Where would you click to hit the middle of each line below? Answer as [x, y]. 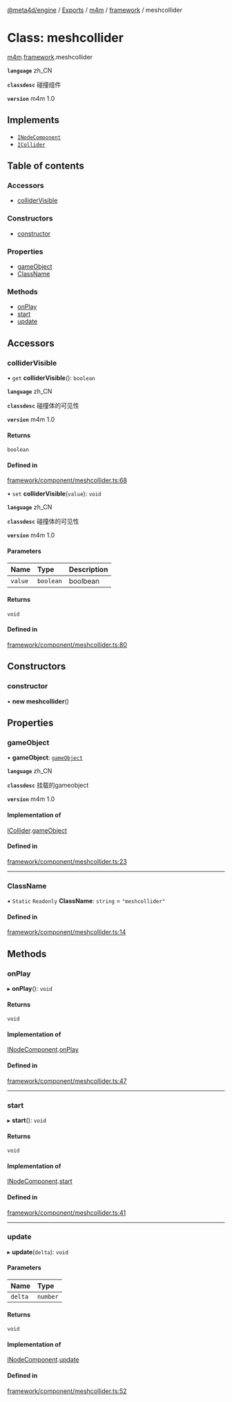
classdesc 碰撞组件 [34, 84]
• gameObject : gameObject [45, 758]
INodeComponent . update [43, 1360]
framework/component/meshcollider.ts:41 [67, 1213]
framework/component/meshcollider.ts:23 [67, 861]
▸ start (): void [27, 1120]
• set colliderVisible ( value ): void [54, 494]
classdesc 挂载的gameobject [48, 785]
